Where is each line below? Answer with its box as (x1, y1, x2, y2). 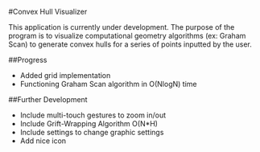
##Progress (8, 55, 47, 64)
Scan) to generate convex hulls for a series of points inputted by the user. (8, 39, 252, 49)
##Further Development (8, 95, 88, 104)
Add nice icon (19, 136, 67, 146)
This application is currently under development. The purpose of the (8, 23, 235, 31)
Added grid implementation (19, 71, 111, 80)
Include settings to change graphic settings (19, 128, 164, 137)
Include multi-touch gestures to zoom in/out (19, 110, 167, 120)
